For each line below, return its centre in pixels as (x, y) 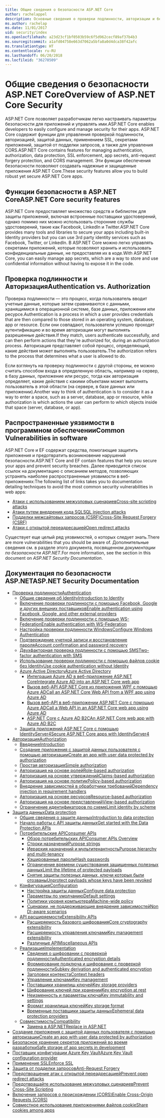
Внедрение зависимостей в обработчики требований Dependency (89, 786)
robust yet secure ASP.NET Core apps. (44, 176)
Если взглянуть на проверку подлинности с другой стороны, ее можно (80, 365)
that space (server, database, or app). (43, 407)
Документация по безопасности (58, 574)
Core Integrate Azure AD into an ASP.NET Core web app (83, 682)
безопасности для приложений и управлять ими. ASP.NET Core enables (80, 124)
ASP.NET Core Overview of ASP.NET (80, 95)
